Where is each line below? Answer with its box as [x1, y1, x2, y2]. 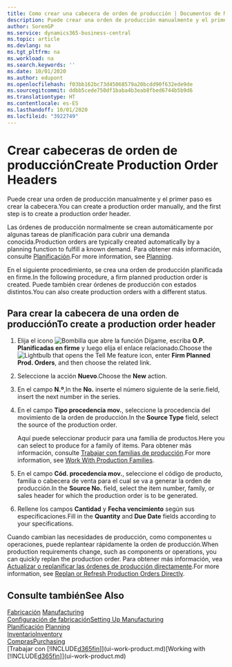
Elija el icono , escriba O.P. [17, 336, 205, 345]
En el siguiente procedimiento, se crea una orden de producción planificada [7, 265, 223, 273]
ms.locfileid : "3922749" [7, 113, 79, 119]
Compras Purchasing [7, 637, 66, 646]
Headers [7, 172, 57, 187]
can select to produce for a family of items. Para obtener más [17, 441, 192, 449]
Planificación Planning [7, 623, 70, 631]
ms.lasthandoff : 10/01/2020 [7, 106, 88, 113]
